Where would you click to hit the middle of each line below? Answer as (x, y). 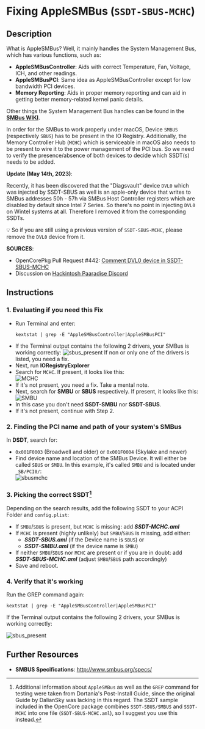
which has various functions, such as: (54, 55)
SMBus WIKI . (23, 118)
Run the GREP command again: (45, 595)
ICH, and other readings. (46, 73)
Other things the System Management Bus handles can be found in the (95, 111)
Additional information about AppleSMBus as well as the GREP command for (107, 687)
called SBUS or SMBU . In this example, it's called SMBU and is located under (105, 464)
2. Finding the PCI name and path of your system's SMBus (94, 427)
